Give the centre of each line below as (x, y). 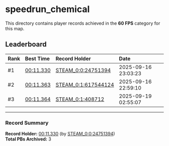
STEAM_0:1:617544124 (85, 85)
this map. (15, 28)
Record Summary (27, 123)
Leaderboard (26, 45)
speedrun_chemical (48, 9)
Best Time (37, 58)
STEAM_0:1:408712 (80, 99)
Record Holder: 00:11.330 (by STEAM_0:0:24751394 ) (60, 134)
